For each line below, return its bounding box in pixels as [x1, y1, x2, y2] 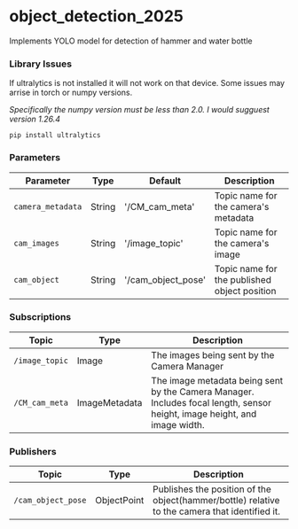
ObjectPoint [94, 494, 145, 507]
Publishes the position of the [152, 483, 272, 495]
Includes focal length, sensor [150, 396, 272, 408]
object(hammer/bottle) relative [152, 494, 280, 507]
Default [149, 175, 182, 187]
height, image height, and [150, 408, 257, 420]
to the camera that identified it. [152, 505, 281, 517]
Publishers [9, 445, 57, 457]
